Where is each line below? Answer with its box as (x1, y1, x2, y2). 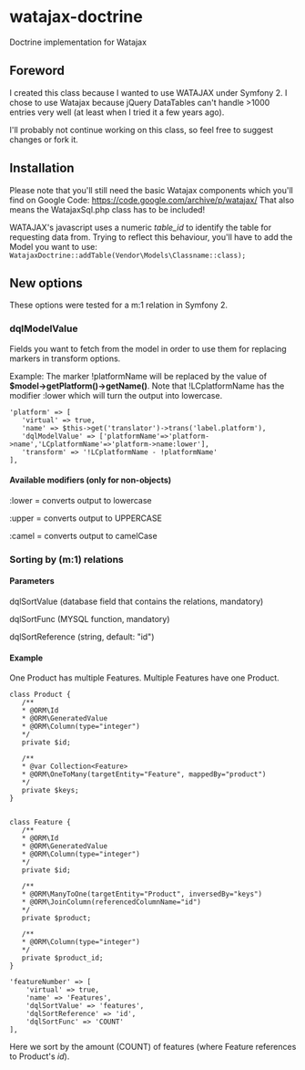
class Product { (9, 691, 71, 700)
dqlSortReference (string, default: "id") (9, 631, 155, 642)
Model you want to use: (9, 241, 98, 252)
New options (9, 275, 84, 291)
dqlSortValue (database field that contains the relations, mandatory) (9, 596, 264, 607)
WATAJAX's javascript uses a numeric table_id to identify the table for (9, 222, 272, 233)
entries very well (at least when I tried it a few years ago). (9, 107, 225, 118)
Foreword (9, 63, 66, 78)
